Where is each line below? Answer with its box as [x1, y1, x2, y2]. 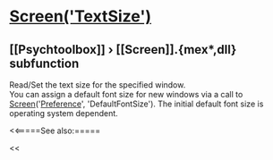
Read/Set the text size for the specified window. [9, 80, 186, 90]
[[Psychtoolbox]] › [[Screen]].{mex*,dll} [9, 42, 237, 57]
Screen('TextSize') [9, 6, 152, 27]
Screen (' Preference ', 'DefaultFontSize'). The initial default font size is [9, 98, 264, 109]
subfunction [9, 55, 80, 71]
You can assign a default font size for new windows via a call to [9, 89, 243, 99]
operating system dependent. [9, 108, 118, 118]
